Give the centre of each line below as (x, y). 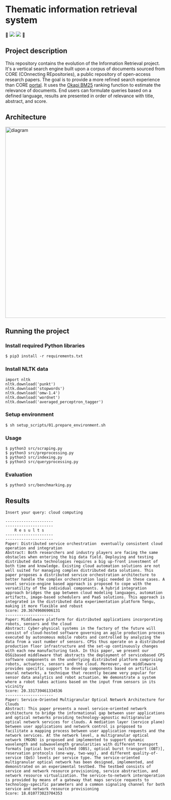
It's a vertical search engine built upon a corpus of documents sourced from (85, 69)
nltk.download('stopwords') (35, 388)
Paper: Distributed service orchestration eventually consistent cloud (84, 544)
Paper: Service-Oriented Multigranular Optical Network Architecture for (85, 700)
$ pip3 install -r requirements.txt (44, 356)
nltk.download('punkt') (31, 384)
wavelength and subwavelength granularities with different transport (82, 744)
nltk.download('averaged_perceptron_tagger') (54, 402)
